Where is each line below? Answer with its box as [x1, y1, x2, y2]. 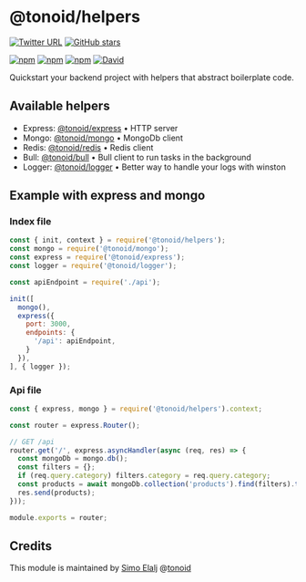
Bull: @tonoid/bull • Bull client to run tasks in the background [22, 151, 252, 162]
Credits [9, 538, 53, 554]
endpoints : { [25, 328, 76, 338]
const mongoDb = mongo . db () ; [17, 454, 128, 463]
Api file [9, 383, 43, 396]
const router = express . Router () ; [9, 421, 141, 430]
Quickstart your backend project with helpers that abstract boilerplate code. [9, 71, 294, 83]
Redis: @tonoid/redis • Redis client [22, 141, 154, 152]
